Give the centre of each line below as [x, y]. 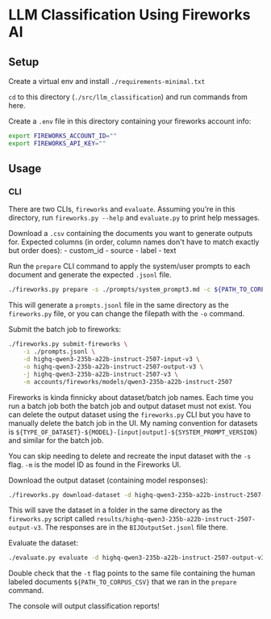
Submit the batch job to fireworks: [65, 330]
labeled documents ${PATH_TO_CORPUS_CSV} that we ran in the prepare [123, 582]
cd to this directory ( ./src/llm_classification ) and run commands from [128, 97]
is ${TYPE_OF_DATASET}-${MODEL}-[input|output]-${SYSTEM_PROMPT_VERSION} [133, 432]
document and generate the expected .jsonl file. [90, 275]
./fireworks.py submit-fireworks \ [68, 344]
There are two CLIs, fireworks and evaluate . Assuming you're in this [122, 209]
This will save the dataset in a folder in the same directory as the [115, 510]
